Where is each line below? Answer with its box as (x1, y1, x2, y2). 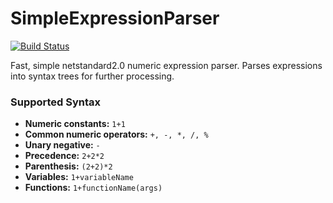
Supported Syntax (10, 95, 102, 109)
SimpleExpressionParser (10, 7, 220, 30)
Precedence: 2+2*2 (24, 150, 105, 162)
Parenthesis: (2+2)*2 (24, 160, 113, 172)
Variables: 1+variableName (24, 171, 134, 183)
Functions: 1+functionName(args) (24, 182, 163, 194)
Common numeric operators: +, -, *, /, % (24, 128, 209, 141)
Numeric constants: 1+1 (24, 118, 126, 130)
